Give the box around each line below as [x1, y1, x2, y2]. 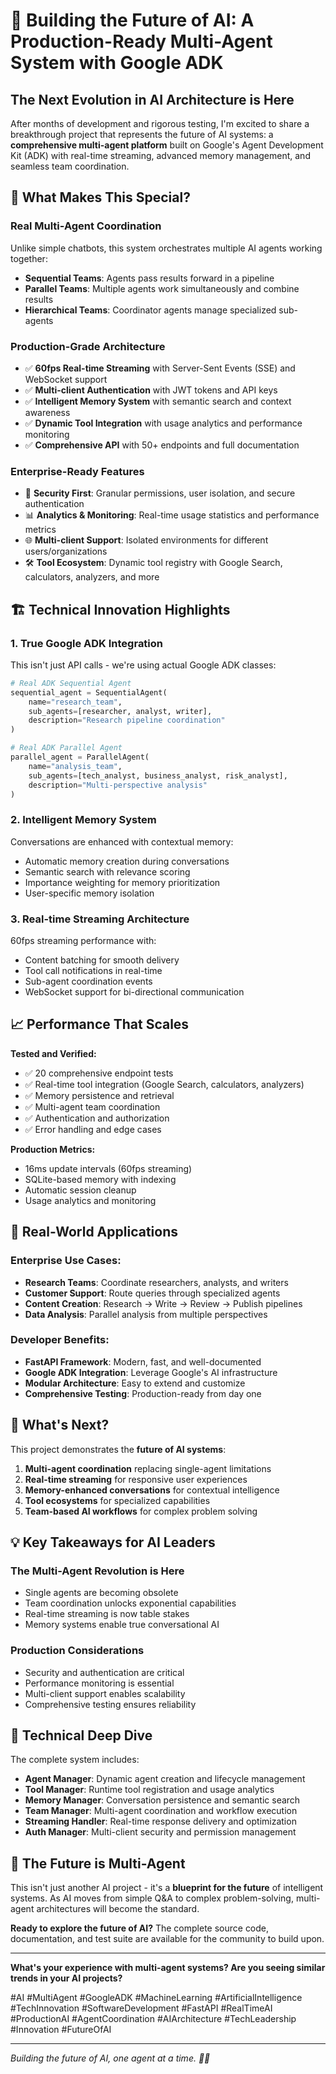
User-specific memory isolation [24, 887, 155, 899]
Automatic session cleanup [24, 1184, 137, 1196]
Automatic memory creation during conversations [24, 855, 230, 867]
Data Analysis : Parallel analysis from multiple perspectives [24, 1308, 268, 1320]
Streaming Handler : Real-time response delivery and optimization [24, 1815, 297, 1828]
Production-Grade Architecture [10, 339, 166, 353]
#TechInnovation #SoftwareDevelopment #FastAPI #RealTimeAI [10, 2002, 273, 2014]
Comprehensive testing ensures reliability [24, 1698, 197, 1710]
